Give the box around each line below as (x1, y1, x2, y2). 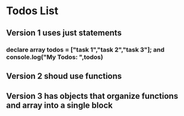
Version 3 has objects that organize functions (6, 91, 179, 101)
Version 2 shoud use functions (6, 71, 122, 81)
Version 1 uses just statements (6, 28, 122, 38)
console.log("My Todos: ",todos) (6, 53, 103, 61)
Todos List (6, 4, 59, 18)
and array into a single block (6, 101, 113, 111)
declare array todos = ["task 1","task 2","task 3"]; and (6, 46, 165, 54)
